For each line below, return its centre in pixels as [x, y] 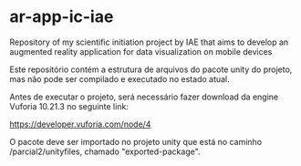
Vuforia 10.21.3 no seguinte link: [69, 106]
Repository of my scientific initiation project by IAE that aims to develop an [149, 42]
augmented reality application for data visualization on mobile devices [141, 51]
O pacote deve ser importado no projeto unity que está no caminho [136, 141]
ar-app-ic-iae [62, 17]
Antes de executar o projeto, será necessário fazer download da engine [144, 97]
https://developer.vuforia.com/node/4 [80, 124]
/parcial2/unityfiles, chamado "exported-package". [105, 151]
